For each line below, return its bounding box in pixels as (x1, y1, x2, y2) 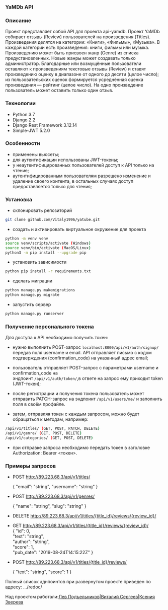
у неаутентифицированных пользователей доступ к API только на (12, 162, 154, 168)
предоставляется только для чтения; (12, 183, 92, 189)
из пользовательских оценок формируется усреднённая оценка (5, 77, 143, 83)
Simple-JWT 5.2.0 (12, 127, 50, 133)
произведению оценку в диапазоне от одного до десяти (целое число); (5, 71, 159, 78)
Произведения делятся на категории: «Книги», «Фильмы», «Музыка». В (5, 39, 160, 45)
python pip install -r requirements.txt (5, 269, 92, 274)
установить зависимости (12, 259, 67, 265)
